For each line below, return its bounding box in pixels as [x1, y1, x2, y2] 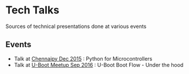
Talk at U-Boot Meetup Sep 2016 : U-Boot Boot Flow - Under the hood [14, 61, 184, 68]
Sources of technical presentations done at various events [5, 23, 147, 30]
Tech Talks [5, 3, 60, 17]
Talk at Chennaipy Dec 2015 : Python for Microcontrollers [14, 55, 153, 62]
